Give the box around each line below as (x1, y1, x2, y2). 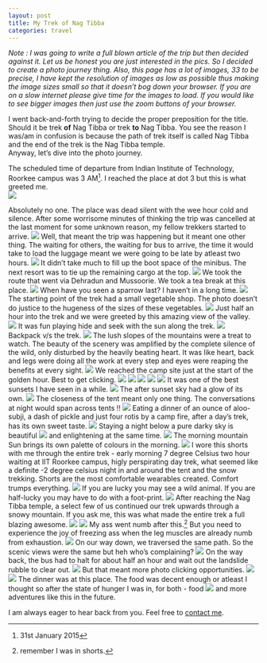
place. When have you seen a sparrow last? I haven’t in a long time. (8, 286, 238, 295)
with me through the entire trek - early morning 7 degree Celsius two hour (8, 449, 250, 458)
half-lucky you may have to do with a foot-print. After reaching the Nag (8, 493, 250, 502)
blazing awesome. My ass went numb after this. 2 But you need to (8, 518, 242, 529)
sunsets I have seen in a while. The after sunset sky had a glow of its (8, 384, 243, 394)
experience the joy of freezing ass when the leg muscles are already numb (8, 528, 253, 537)
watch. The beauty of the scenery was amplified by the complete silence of (8, 339, 256, 349)
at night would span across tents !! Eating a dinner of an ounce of (8, 404, 232, 413)
